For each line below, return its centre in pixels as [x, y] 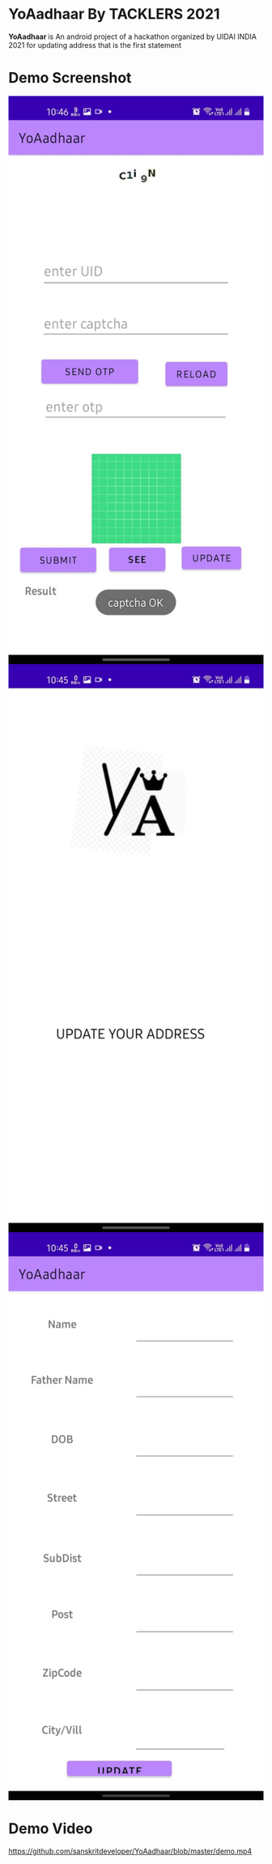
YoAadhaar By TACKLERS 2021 [114, 14]
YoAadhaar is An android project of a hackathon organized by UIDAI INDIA [133, 36]
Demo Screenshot [70, 78]
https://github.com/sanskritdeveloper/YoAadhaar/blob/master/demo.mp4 [130, 1851]
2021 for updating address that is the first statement [95, 45]
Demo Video [51, 1828]
